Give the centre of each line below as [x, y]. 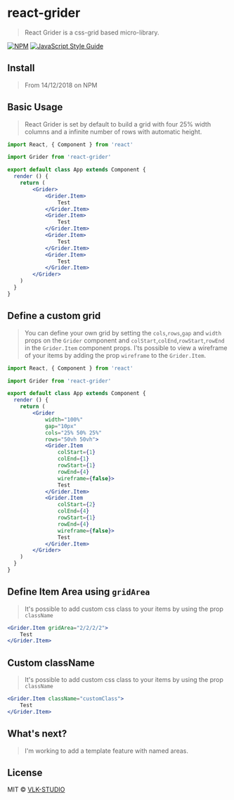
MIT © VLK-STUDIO [36, 789]
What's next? [37, 734]
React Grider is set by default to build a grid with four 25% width [118, 124]
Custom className [51, 663]
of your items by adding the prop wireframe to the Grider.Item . [115, 355]
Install [21, 68]
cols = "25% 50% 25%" [73, 433]
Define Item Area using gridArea [79, 592]
